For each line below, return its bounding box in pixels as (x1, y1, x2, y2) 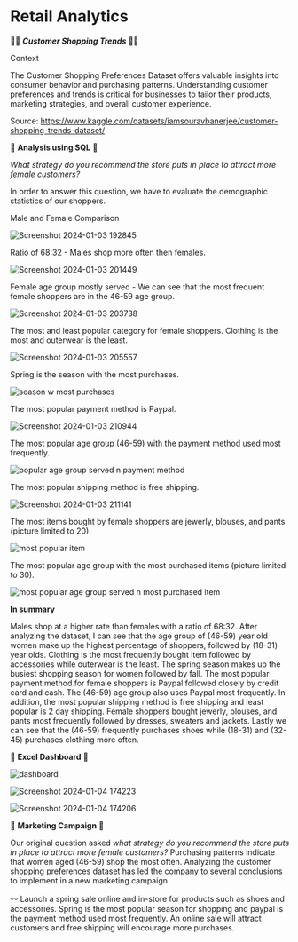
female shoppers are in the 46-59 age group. (10, 290, 176, 301)
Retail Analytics (10, 6, 129, 27)
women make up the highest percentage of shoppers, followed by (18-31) (10, 639, 278, 650)
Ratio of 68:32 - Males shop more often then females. (10, 247, 207, 257)
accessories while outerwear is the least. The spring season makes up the (10, 659, 281, 669)
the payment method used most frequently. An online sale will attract (10, 913, 263, 923)
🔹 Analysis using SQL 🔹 (10, 142, 98, 153)
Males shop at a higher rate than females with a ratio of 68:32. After (10, 621, 258, 631)
